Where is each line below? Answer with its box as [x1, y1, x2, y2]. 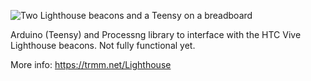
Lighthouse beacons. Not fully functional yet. [10, 40, 196, 51]
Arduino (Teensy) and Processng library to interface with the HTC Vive [10, 29, 302, 40]
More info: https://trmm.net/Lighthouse [10, 59, 172, 70]
